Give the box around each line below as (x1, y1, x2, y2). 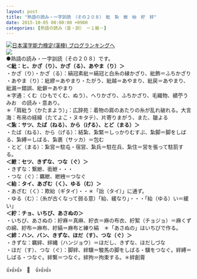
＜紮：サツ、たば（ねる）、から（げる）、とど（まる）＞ (6, 121, 140, 128)
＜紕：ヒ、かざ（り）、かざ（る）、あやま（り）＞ (6, 62, 125, 69)
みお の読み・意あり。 (6, 99, 63, 107)
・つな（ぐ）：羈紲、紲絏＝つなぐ (6, 173, 86, 180)
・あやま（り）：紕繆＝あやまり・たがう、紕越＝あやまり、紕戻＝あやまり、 (6, 77, 189, 84)
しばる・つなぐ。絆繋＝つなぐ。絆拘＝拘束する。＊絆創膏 (6, 254, 145, 261)
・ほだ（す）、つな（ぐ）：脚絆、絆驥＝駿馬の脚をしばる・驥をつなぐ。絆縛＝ (6, 247, 192, 254)
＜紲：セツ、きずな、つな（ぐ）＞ (6, 158, 88, 165)
